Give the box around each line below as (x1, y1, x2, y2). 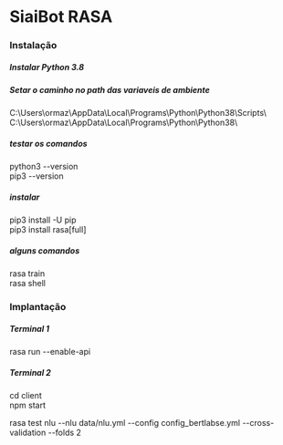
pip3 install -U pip (9, 214, 77, 225)
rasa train (9, 268, 46, 279)
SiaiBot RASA (9, 6, 113, 27)
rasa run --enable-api (9, 347, 91, 357)
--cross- (241, 418, 275, 429)
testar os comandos (9, 139, 89, 150)
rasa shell (9, 278, 46, 289)
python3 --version (9, 161, 79, 172)
